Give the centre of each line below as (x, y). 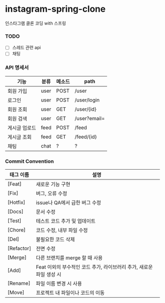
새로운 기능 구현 (53, 184)
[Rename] (19, 283)
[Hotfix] (16, 202)
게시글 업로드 (22, 127)
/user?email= (90, 118)
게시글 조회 (20, 137)
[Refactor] (19, 248)
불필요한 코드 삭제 (55, 239)
